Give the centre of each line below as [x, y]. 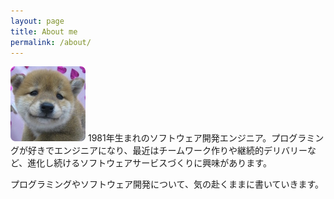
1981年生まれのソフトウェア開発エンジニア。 [179, 138]
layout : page [37, 21]
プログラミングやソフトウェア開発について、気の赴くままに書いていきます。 [167, 184]
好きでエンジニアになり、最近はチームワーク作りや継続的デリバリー [167, 151]
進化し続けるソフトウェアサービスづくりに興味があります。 [149, 163]
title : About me [44, 31]
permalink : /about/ [51, 42]
